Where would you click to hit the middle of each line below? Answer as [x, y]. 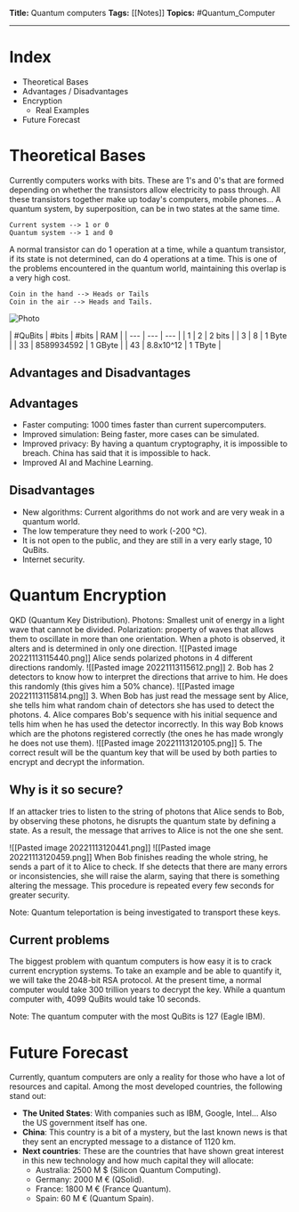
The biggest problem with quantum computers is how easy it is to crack [141, 962]
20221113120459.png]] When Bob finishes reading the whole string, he [139, 857]
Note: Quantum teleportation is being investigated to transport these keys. [145, 912]
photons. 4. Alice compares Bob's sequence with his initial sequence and [143, 714]
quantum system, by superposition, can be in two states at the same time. [145, 208]
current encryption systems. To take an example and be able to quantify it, [145, 971]
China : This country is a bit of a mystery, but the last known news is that [154, 1132]
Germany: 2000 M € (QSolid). [90, 1180]
